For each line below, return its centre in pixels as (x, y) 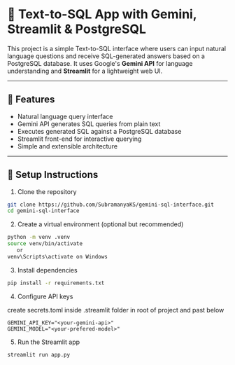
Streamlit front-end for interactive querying (79, 139)
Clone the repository (47, 191)
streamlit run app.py (39, 354)
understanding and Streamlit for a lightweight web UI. (85, 71)
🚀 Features (31, 100)
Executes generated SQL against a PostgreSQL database (99, 131)
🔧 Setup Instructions (53, 175)
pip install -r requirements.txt (56, 283)
